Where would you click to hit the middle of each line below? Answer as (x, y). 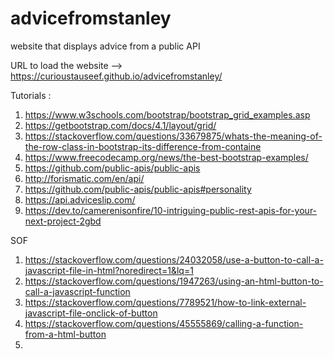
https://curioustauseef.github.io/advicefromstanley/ (116, 76)
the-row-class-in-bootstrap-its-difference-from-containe (143, 146)
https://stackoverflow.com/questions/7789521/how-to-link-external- (165, 302)
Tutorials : (31, 95)
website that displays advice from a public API (105, 46)
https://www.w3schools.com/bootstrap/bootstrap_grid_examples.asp (167, 114)
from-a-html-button (65, 334)
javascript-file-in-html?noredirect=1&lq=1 (109, 270)
